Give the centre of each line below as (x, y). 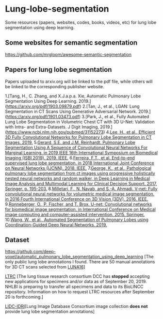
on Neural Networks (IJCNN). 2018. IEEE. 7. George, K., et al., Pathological (78, 168)
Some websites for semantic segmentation (71, 43)
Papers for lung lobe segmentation (58, 70)
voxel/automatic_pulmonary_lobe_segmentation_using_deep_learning (74, 257)
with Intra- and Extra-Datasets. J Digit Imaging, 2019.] (59, 127)
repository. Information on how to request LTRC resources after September (80, 292)
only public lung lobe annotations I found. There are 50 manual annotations (80, 262)
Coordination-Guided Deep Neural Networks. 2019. (56, 224)
